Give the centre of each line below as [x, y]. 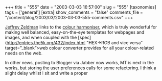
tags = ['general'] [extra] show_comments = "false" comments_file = [74, 12]
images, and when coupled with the [41, 37]
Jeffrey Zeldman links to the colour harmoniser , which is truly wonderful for [81, 27]
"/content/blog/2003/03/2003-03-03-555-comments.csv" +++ [69, 17]
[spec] [85, 37]
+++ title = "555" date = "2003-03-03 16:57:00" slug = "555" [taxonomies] [81, 7]
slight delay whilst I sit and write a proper [46, 73]
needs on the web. [24, 53]
